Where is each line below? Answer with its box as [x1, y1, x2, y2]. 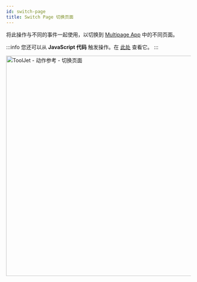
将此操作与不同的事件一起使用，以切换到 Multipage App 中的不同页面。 [6, 31, 178, 38]
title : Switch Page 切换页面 [6, 14, 74, 20]
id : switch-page [6, 8, 46, 15]
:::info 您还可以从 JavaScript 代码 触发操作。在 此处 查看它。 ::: [6, 43, 159, 51]
